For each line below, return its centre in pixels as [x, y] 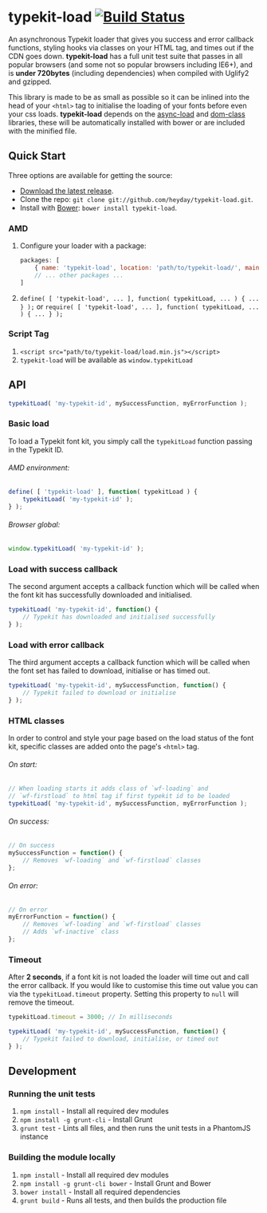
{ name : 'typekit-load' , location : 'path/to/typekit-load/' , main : [149, 267]
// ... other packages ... [79, 275]
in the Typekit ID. [36, 449]
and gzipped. [30, 81]
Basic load [29, 424]
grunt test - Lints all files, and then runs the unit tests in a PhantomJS [135, 1128]
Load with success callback [63, 569]
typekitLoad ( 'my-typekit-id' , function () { [83, 610]
